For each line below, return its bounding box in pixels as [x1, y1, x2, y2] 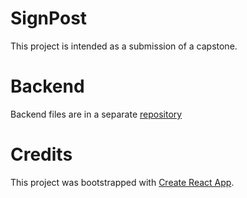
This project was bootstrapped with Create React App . [10, 176, 235, 188]
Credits [10, 143, 73, 166]
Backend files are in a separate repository [10, 108, 183, 120]
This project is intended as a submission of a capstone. [10, 40, 238, 52]
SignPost [10, 7, 88, 30]
